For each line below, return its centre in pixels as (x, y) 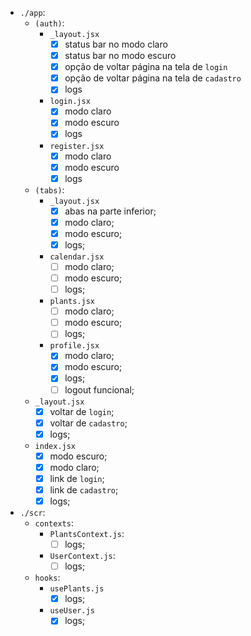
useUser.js (72, 611)
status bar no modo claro (116, 44)
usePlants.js (77, 589)
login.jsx (70, 102)
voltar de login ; (82, 411)
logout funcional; (99, 389)
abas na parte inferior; (110, 211)
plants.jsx (72, 302)
